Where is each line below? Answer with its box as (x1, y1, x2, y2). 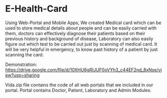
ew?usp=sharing (5, 72, 40, 78)
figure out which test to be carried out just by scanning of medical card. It (5, 41, 157, 47)
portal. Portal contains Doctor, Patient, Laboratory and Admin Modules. (5, 87, 152, 93)
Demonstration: (5, 61, 37, 67)
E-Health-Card (5, 3, 68, 15)
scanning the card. (5, 51, 44, 58)
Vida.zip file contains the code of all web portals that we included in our (5, 81, 153, 88)
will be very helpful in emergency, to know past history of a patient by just (5, 46, 158, 52)
